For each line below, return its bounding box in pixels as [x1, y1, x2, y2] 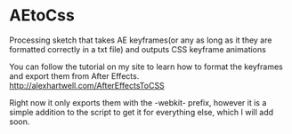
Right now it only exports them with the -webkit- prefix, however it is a [9, 97, 267, 107]
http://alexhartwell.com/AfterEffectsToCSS [9, 80, 165, 91]
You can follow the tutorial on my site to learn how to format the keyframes [9, 61, 283, 72]
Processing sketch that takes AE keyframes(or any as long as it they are [9, 35, 272, 45]
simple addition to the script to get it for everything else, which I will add [9, 106, 274, 117]
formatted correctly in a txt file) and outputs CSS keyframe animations [9, 43, 267, 54]
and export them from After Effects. [9, 70, 140, 81]
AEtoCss [9, 5, 76, 26]
